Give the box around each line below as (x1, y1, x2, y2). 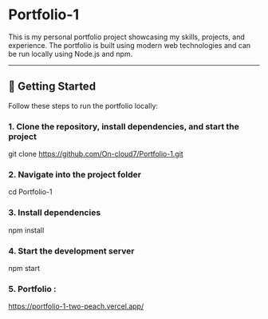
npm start (8, 263, 41, 273)
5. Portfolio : (8, 283, 57, 294)
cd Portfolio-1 (8, 187, 53, 197)
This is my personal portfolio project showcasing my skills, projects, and (8, 32, 246, 42)
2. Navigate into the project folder (8, 169, 142, 180)
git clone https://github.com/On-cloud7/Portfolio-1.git (8, 150, 183, 159)
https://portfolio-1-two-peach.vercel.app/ (8, 301, 144, 311)
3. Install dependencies (8, 207, 101, 218)
